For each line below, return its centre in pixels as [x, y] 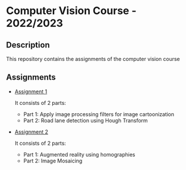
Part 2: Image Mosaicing [53, 161]
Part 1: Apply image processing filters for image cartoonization [99, 114]
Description [28, 45]
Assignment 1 [31, 91]
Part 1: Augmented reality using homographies [79, 154]
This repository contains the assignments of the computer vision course [93, 59]
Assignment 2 [31, 132]
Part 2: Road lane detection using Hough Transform [85, 120]
